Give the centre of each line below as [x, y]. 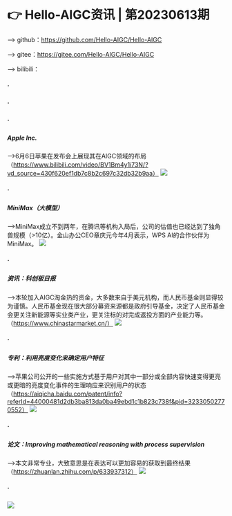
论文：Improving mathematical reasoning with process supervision [106, 445]
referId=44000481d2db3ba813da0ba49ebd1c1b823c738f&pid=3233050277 [116, 402]
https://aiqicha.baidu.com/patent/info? [68, 394]
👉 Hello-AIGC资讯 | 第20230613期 [108, 15]
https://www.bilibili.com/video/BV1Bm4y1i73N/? [81, 165]
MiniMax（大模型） [35, 208]
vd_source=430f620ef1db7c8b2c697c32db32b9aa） [83, 174]
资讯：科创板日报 [31, 279]
